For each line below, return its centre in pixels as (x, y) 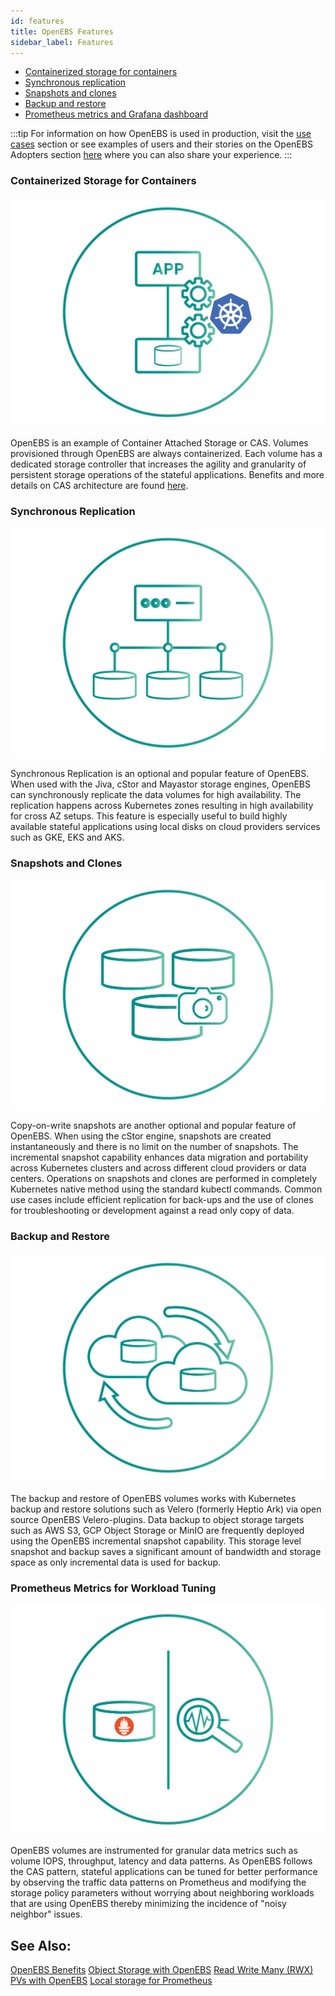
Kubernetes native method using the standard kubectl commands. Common (166, 1189)
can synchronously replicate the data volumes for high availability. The (156, 795)
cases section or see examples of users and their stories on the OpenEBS (161, 144)
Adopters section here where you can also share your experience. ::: (151, 155)
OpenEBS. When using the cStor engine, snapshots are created (141, 1136)
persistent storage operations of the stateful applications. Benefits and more (167, 475)
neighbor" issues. (46, 1914)
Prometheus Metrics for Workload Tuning (113, 1588)
